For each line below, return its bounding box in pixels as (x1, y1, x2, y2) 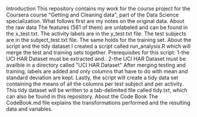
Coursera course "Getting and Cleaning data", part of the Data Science (6, 11, 179, 18)
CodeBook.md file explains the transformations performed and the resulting (6, 99, 190, 106)
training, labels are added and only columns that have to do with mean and (6, 68, 188, 74)
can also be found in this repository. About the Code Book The (6, 93, 159, 100)
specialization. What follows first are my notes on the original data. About (6, 18, 185, 24)
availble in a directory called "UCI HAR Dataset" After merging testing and (6, 61, 186, 69)
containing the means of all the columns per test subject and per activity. (6, 80, 184, 87)
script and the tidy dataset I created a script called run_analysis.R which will (6, 43, 191, 50)
